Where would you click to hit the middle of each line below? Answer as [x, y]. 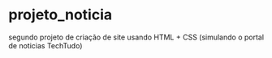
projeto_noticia [60, 15]
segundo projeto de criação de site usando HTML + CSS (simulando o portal [136, 37]
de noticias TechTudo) [45, 45]
